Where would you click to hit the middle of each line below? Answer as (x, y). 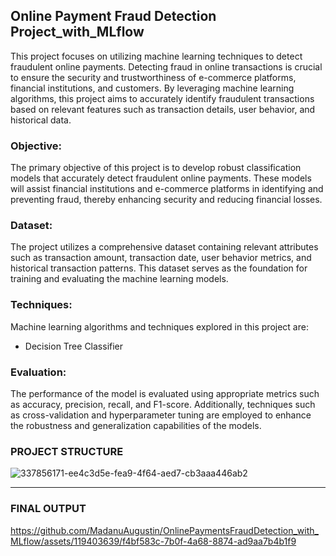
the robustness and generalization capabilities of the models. (136, 425)
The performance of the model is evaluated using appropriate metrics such (165, 393)
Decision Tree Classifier (74, 346)
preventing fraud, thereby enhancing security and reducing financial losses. (166, 200)
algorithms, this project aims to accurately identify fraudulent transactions (162, 98)
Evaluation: (38, 372)
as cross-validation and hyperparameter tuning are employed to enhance (161, 415)
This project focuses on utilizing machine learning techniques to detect (156, 56)
